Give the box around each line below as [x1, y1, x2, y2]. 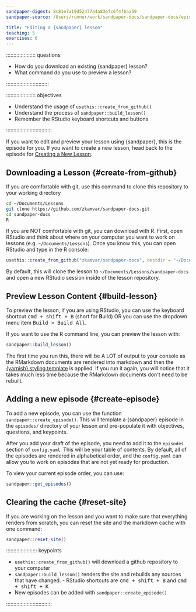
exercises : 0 [6, 36, 38, 42]
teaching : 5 [6, 30, 35, 36]
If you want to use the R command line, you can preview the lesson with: [6, 331, 180, 338]
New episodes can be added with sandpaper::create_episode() [14, 589, 167, 596]
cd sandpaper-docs [6, 211, 51, 217]
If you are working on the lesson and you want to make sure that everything [6, 513, 188, 520]
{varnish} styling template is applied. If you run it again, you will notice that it [6, 365, 190, 372]
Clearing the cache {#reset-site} [6, 497, 127, 507]
